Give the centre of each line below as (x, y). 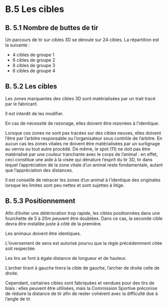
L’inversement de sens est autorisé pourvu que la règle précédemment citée (84, 243)
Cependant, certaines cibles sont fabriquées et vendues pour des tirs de (80, 283)
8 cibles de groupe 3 (34, 65)
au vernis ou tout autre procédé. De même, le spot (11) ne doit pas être (78, 149)
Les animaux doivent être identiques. (43, 233)
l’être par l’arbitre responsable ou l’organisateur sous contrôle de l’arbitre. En (84, 138)
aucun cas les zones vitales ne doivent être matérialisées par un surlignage (83, 143)
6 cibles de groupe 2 (34, 60)
